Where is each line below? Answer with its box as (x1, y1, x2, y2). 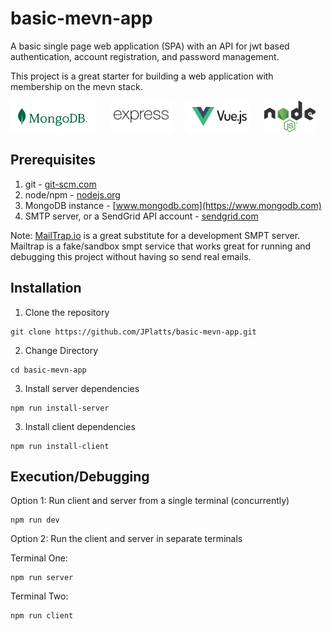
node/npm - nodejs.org (24, 188, 121, 201)
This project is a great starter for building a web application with (10, 70, 274, 82)
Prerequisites (10, 152, 96, 169)
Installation (10, 280, 82, 297)
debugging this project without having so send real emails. (10, 250, 252, 262)
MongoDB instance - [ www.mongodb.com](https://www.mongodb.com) (24, 199, 322, 211)
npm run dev (10, 515, 60, 526)
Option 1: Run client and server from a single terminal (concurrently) (10, 495, 290, 507)
